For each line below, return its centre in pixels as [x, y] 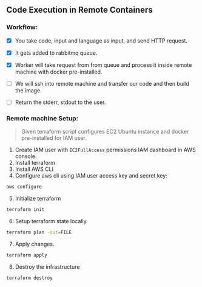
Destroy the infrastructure [47, 266]
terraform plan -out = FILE [39, 233]
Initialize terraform [38, 199]
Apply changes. [35, 244]
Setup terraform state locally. [51, 221]
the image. [29, 90]
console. [26, 156]
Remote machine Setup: [42, 118]
